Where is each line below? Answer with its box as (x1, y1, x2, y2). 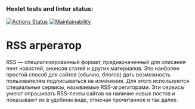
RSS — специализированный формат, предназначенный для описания (6, 59, 186, 66)
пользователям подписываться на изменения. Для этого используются (6, 78, 190, 85)
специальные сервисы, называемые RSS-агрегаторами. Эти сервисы (6, 84, 185, 91)
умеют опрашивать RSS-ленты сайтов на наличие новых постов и (6, 90, 175, 97)
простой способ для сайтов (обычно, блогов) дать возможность (6, 71, 171, 78)
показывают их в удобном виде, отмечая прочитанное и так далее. (6, 97, 178, 104)
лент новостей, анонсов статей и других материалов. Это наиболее (6, 65, 180, 72)
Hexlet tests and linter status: (6, 5, 94, 13)
